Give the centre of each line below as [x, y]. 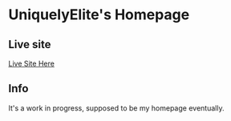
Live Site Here [31, 63]
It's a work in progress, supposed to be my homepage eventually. [116, 108]
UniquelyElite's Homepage [99, 15]
